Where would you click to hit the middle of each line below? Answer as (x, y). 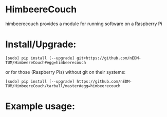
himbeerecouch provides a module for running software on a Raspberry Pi (84, 24)
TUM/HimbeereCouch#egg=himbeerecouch (46, 63)
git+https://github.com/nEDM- (109, 58)
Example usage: (40, 106)
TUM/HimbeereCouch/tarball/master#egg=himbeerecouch (63, 86)
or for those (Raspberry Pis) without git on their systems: (66, 72)
